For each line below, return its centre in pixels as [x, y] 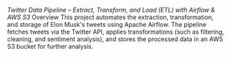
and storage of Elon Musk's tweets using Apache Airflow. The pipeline [107, 24]
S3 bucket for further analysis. [50, 46]
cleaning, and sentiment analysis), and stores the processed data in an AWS [115, 39]
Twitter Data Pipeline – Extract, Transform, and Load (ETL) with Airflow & [111, 10]
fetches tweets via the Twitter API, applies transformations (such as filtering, [116, 32]
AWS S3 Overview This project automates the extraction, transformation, [110, 17]
